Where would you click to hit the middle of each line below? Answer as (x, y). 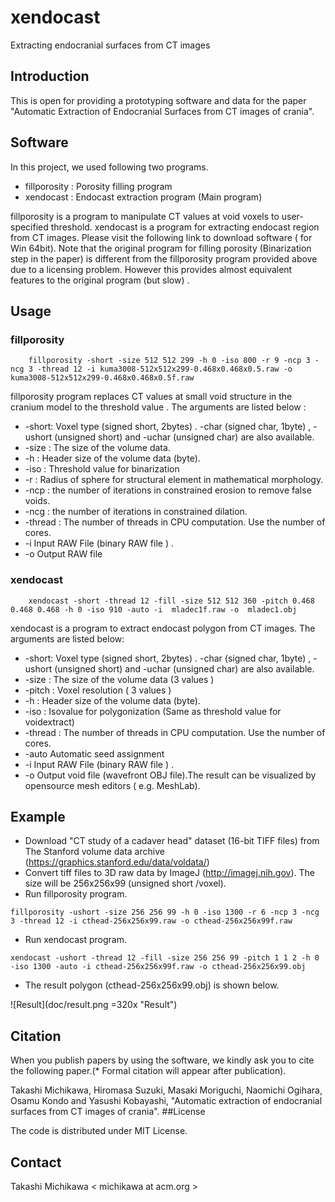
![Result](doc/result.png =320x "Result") (94, 1005)
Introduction (50, 76)
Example (38, 816)
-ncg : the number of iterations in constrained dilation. (136, 512)
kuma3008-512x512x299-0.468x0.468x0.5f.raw (102, 378)
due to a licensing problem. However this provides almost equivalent (151, 269)
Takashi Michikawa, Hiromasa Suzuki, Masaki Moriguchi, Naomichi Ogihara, (166, 1090)
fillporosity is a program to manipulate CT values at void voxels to (145, 216)
